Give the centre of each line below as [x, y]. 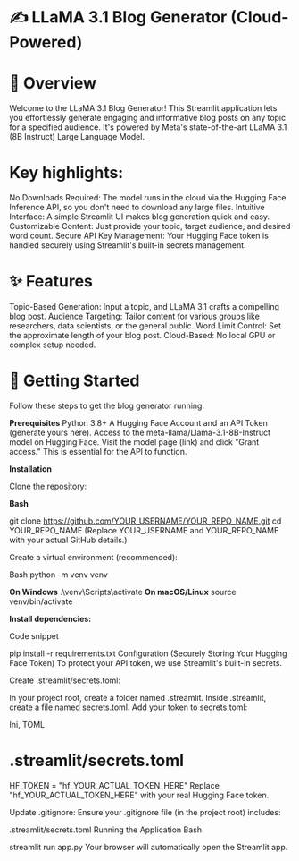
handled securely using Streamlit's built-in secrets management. [128, 245]
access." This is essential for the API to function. [98, 451]
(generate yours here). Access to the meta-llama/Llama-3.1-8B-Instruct [140, 432]
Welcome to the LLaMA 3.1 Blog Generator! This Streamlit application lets [143, 108]
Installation [30, 469]
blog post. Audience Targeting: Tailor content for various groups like [135, 316]
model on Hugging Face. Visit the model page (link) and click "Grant [134, 442]
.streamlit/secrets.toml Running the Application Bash [106, 830]
